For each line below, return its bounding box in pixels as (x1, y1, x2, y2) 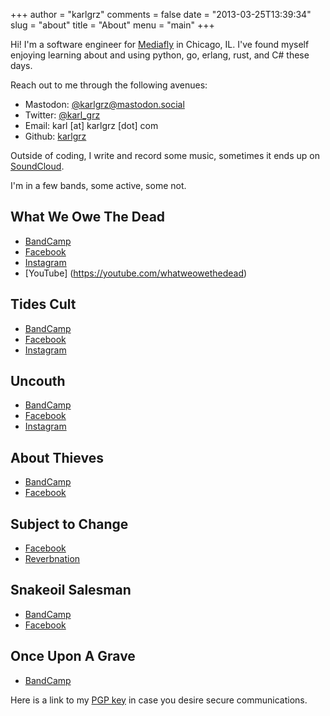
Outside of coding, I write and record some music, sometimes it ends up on (10, 150, 320, 161)
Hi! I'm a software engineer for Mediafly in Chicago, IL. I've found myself (10, 39, 310, 50)
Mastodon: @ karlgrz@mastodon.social (24, 99, 185, 110)
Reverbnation (24, 553, 81, 565)
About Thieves (10, 449, 104, 466)
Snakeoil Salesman (10, 582, 132, 599)
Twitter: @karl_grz (24, 109, 101, 121)
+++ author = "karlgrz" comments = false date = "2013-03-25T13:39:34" (10, 9, 312, 20)
